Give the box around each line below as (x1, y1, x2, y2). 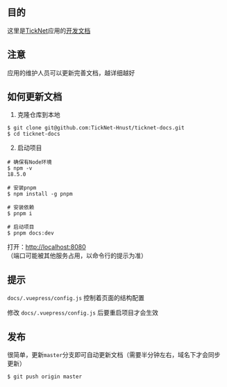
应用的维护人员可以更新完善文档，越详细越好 (7, 68, 135, 77)
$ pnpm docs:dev (7, 230, 54, 237)
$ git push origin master (7, 373, 82, 381)
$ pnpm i (7, 210, 33, 217)
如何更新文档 (7, 91, 62, 103)
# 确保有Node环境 (7, 159, 52, 166)
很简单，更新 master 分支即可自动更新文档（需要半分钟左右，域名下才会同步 (7, 351, 221, 359)
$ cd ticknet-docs (7, 131, 60, 138)
